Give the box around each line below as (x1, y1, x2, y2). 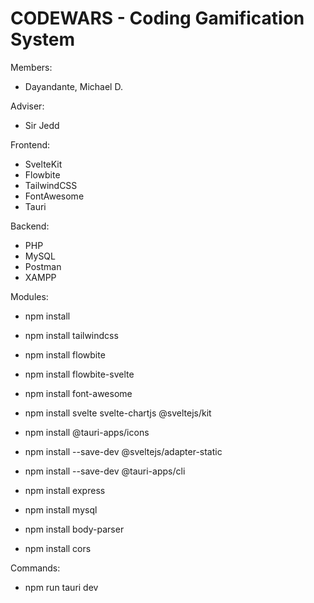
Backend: (10, 220, 50, 232)
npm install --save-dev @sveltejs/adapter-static (24, 445, 223, 457)
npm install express (24, 484, 106, 496)
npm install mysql (24, 503, 98, 516)
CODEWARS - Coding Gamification (10, 7, 305, 30)
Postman (24, 260, 62, 272)
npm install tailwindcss (24, 329, 119, 341)
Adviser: (10, 100, 45, 112)
